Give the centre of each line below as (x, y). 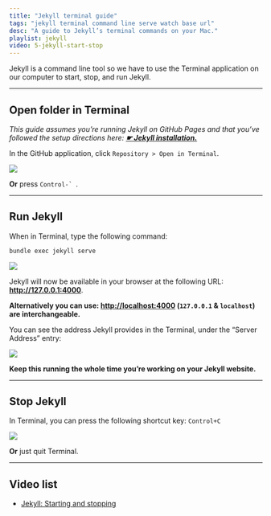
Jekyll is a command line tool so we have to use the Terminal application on (134, 68)
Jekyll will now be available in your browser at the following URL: (117, 281)
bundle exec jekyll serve (52, 251)
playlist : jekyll (38, 38)
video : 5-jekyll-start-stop (56, 46)
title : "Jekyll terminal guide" (63, 16)
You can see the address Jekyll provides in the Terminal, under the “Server (133, 330)
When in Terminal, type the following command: (88, 236)
